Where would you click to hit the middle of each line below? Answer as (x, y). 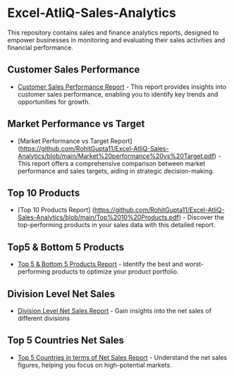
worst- (194, 264)
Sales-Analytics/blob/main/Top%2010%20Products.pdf (98, 217)
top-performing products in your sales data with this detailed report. (116, 225)
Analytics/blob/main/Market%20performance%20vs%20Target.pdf (116, 156)
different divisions (44, 318)
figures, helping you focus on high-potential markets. (94, 365)
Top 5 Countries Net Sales (66, 340)
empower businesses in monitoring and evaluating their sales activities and (116, 40)
